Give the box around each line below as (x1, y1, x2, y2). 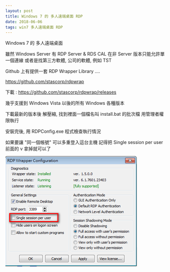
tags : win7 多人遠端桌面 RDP (5, 25, 63, 30)
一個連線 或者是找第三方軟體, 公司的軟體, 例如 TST (5, 57, 112, 64)
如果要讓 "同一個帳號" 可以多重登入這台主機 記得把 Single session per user (5, 139, 163, 146)
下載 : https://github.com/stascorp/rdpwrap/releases (5, 89, 117, 95)
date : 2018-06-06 (5, 19, 43, 24)
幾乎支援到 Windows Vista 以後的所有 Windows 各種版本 (5, 100, 125, 106)
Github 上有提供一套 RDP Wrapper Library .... (5, 68, 100, 75)
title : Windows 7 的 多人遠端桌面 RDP (5, 13, 83, 19)
